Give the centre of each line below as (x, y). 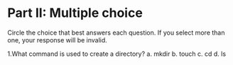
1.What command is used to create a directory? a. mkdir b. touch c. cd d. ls (116, 54)
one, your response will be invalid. (58, 40)
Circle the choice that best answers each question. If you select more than (116, 32)
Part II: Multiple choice (75, 13)
